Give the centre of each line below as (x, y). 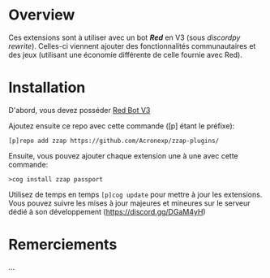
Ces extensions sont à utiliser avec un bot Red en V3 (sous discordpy (124, 37)
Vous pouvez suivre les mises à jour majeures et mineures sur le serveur (129, 203)
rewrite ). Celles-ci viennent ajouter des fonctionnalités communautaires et (132, 46)
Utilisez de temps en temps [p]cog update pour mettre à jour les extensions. (135, 194)
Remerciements (63, 245)
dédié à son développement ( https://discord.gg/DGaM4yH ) (107, 211)
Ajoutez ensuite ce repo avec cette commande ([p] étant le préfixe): (122, 126)
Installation (47, 88)
